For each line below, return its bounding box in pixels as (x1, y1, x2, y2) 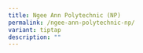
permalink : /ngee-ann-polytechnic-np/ (8, 19, 135, 26)
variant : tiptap (8, 26, 61, 34)
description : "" (8, 33, 61, 41)
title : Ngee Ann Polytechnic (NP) (8, 11, 122, 19)
